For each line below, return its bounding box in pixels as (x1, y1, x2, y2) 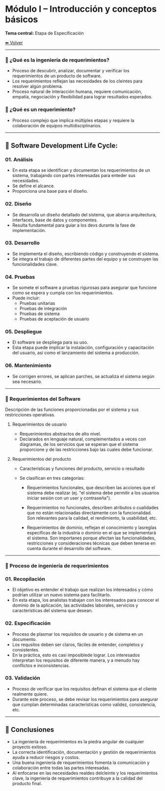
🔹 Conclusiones (5, 726, 55, 734)
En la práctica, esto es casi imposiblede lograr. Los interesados (12, 652, 140, 658)
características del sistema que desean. (12, 608, 93, 614)
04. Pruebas (5, 273, 35, 280)
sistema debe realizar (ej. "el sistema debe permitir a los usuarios (27, 490, 160, 496)
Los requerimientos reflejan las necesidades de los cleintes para (12, 78, 143, 84)
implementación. (12, 227, 46, 233)
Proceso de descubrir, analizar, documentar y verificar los (12, 68, 130, 74)
